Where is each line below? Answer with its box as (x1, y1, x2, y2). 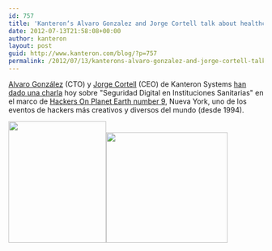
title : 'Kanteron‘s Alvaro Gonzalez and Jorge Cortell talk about (8, 19, 237, 28)
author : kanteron (8, 34, 67, 43)
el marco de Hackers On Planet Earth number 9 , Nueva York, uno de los (8, 96, 247, 106)
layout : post (8, 42, 53, 50)
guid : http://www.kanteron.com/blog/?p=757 (8, 49, 158, 57)
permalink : (8, 57, 45, 66)
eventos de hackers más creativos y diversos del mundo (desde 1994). (8, 104, 244, 114)
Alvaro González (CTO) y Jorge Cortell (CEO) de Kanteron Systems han (8, 79, 247, 89)
